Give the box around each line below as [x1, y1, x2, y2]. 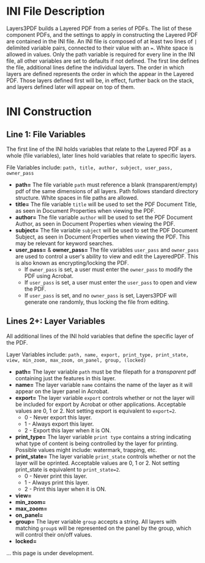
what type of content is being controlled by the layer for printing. [15, 440, 179, 447]
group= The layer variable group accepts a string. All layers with [15, 518, 177, 525]
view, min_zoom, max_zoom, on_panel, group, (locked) [6, 357, 147, 363]
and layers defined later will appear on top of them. [6, 83, 136, 90]
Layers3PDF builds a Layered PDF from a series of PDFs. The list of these [6, 25, 192, 32]
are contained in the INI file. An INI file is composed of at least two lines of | [6, 37, 198, 45]
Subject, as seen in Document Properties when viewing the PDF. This [15, 233, 190, 240]
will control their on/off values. [15, 530, 92, 538]
